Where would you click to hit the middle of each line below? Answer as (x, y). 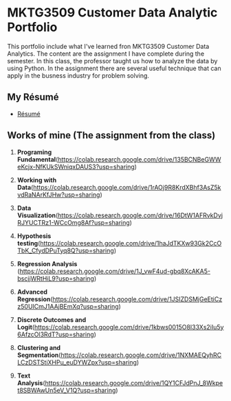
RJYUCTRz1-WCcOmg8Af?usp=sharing (74, 222)
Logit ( (26, 327)
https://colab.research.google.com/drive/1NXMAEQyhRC (141, 355)
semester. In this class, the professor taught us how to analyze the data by (112, 61)
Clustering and (38, 347)
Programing (34, 152)
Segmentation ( (39, 355)
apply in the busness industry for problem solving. (78, 75)
